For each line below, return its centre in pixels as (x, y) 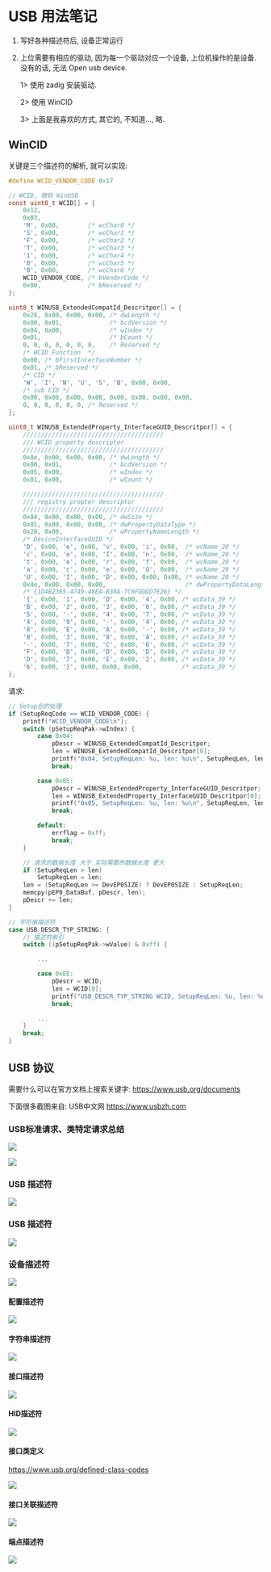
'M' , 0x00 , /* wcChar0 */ (79, 226)
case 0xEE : (56, 974)
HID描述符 (25, 1414)
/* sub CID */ (46, 390)
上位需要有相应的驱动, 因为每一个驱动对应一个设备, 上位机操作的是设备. (138, 57)
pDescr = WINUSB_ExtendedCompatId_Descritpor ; (131, 744)
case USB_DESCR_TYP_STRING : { (59, 929)
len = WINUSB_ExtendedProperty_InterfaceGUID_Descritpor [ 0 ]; (156, 796)
